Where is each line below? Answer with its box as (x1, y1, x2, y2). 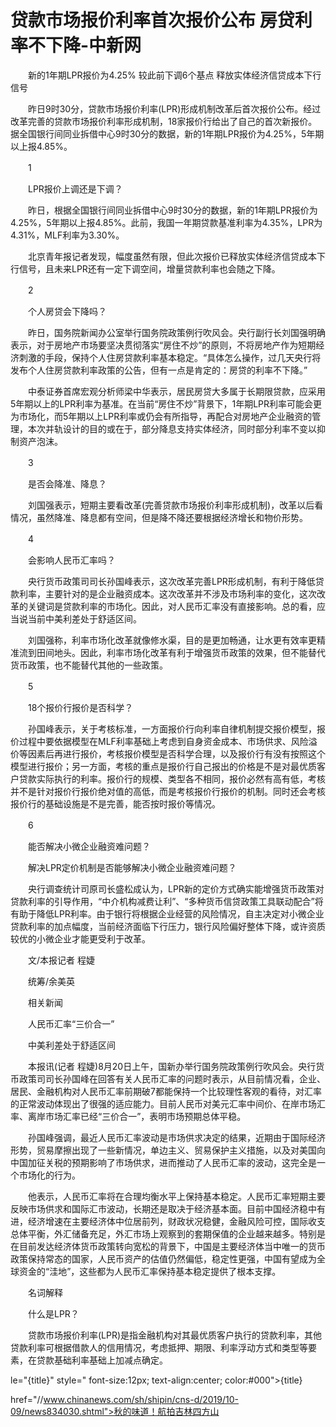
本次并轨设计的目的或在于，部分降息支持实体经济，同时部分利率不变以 (27, 422, 317, 435)
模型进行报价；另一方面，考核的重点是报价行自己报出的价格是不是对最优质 (10, 760, 317, 772)
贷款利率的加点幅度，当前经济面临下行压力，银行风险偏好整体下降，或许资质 (10, 920, 326, 932)
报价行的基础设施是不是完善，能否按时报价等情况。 (10, 797, 221, 810)
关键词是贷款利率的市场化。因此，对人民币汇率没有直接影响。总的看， (27, 600, 317, 612)
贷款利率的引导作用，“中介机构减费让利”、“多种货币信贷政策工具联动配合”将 (10, 895, 324, 907)
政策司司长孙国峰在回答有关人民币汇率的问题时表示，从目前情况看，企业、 (18, 1072, 326, 1085)
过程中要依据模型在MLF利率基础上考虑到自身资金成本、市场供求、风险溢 (18, 735, 318, 747)
